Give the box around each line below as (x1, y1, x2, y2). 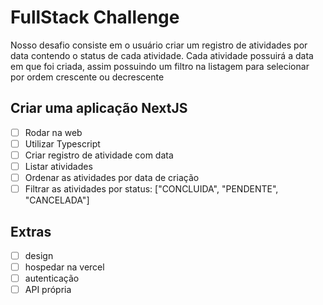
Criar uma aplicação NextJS (10, 100, 188, 117)
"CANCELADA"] (24, 194, 90, 206)
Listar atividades (24, 160, 93, 172)
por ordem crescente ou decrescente (10, 71, 165, 83)
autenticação (24, 272, 80, 285)
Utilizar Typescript (24, 137, 101, 150)
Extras (10, 223, 52, 240)
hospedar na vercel (24, 261, 105, 273)
